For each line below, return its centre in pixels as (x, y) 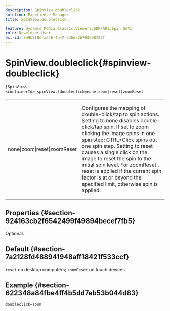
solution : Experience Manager (37, 15)
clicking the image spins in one (118, 133)
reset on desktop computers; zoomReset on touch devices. (66, 269)
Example (19, 285)
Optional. (15, 233)
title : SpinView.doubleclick (36, 19)
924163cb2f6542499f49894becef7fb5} (70, 221)
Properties (22, 213)
